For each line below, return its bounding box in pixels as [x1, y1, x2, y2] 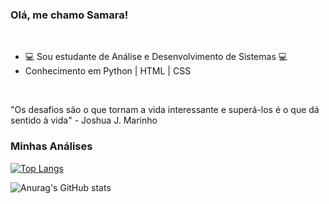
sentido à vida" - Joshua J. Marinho [10, 114, 158, 127]
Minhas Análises [10, 139, 93, 153]
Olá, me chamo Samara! [10, 8, 129, 22]
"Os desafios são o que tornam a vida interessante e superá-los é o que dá [10, 104, 320, 116]
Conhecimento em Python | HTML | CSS [24, 65, 192, 77]
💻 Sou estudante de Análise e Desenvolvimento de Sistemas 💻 [24, 51, 288, 63]
